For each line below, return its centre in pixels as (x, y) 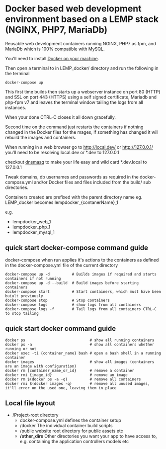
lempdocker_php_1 (31, 227)
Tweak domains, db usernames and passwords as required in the (72, 177)
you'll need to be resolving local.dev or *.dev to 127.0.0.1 (62, 152)
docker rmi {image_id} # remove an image (66, 375)
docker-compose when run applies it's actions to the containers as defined (82, 260)
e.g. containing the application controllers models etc (74, 442)
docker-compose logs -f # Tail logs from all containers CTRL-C (81, 309)
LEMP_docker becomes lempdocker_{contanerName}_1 (62, 202)
